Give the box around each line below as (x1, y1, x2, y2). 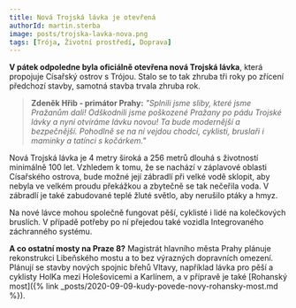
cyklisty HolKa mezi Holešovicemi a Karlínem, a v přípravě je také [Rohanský (9, 272, 288, 282)
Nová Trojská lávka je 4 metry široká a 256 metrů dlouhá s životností (9, 152, 259, 164)
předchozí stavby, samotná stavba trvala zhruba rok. (9, 81, 201, 91)
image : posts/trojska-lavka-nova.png (9, 29, 148, 38)
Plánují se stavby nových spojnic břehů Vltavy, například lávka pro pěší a (9, 262, 274, 273)
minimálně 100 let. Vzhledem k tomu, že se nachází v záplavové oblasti (9, 162, 268, 173)
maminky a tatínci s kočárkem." (30, 135, 147, 146)
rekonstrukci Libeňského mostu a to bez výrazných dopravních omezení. (9, 253, 274, 264)
